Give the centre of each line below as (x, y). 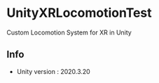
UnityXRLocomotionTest (79, 13)
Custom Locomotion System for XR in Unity (69, 32)
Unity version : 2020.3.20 (53, 71)
